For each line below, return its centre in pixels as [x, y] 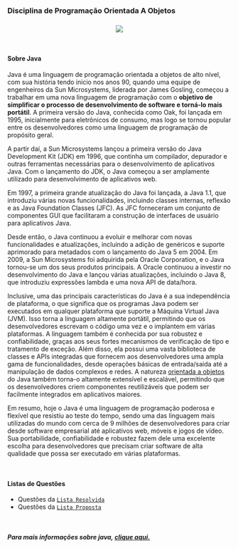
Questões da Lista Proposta [59, 507]
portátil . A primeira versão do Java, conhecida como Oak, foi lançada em [115, 112]
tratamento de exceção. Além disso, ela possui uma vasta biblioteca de [112, 349]
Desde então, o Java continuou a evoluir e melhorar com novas [100, 237]
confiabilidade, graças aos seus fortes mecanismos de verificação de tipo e [118, 342]
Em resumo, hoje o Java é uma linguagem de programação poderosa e [111, 409]
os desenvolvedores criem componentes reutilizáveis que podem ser [108, 387]
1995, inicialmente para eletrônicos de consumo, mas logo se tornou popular [119, 120]
